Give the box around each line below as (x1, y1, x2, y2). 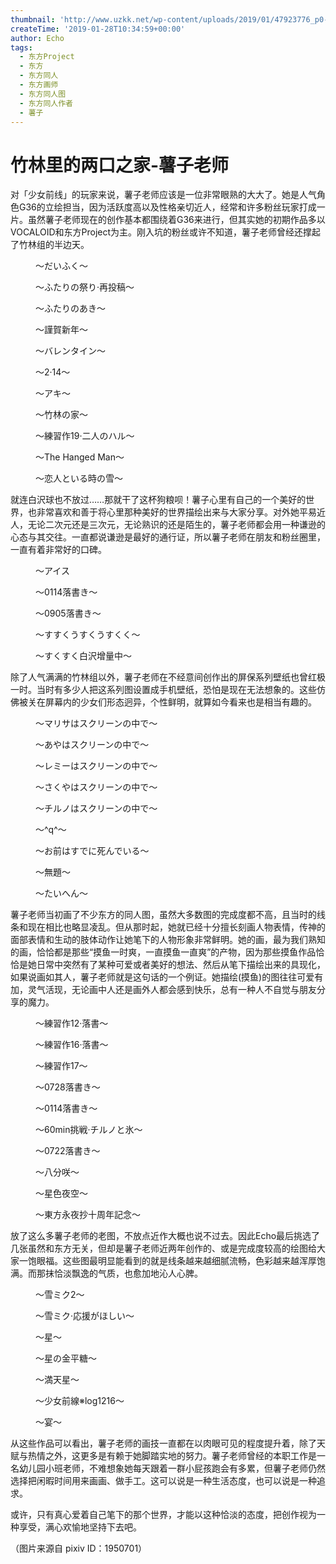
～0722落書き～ (35, 1145, 101, 1157)
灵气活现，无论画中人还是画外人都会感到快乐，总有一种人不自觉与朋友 (27, 984, 317, 996)
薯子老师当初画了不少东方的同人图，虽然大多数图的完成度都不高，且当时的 (10, 909, 317, 921)
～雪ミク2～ (35, 1289, 85, 1301)
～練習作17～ (35, 1060, 88, 1072)
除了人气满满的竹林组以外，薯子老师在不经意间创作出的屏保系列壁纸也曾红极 (10, 671, 326, 683)
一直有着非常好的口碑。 (10, 544, 107, 556)
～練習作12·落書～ (35, 1017, 109, 1030)
